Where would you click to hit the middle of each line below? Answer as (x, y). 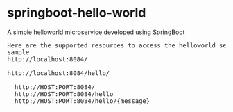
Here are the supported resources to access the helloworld (112, 45)
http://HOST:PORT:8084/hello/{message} (82, 101)
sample (18, 52)
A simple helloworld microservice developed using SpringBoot (96, 32)
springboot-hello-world (77, 13)
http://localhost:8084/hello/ (59, 73)
